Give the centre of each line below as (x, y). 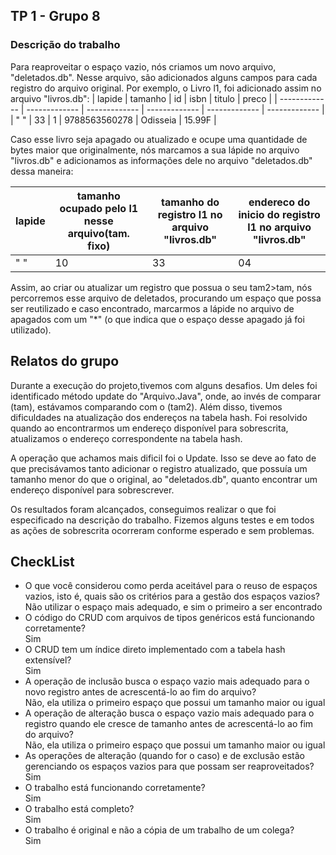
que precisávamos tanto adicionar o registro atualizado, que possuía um (159, 468)
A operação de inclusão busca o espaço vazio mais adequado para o (167, 681)
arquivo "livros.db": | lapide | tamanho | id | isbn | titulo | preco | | (144, 98)
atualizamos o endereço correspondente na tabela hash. (126, 438)
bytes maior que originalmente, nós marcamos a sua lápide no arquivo (155, 150)
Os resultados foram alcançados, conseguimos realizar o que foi (143, 509)
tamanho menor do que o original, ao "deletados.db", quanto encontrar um (164, 479)
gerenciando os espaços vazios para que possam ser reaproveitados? (169, 766)
